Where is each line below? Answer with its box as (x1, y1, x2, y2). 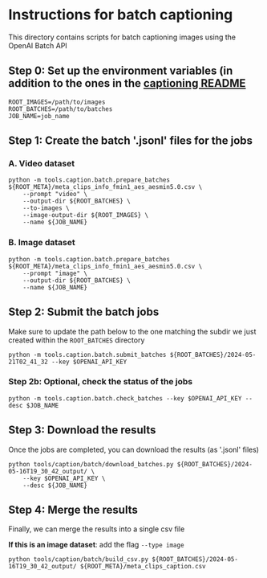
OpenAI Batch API (8, 40, 68, 50)
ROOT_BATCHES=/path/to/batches (8, 105, 113, 113)
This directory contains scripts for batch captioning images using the (8, 32, 237, 42)
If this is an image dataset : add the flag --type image (8, 540, 184, 550)
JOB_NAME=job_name (8, 112, 70, 120)
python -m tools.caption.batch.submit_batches (8, 350, 167, 359)
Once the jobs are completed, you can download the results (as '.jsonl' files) (8, 445, 259, 454)
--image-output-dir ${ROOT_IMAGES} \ (22, 211, 149, 219)
